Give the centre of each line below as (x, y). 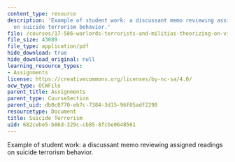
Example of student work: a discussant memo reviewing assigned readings (115, 144)
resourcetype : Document (42, 112)
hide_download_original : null (51, 60)
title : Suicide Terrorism (45, 118)
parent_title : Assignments (47, 92)
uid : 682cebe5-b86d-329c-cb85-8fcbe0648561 (72, 124)
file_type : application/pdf (48, 46)
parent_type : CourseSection (48, 99)
